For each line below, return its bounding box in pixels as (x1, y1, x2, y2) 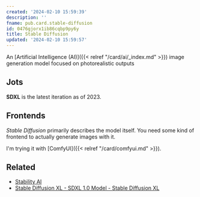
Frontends (6, 111, 46, 121)
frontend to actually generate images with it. (6, 133, 116, 140)
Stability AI (14, 178, 42, 186)
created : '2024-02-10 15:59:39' (6, 8, 87, 15)
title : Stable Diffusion (6, 31, 68, 37)
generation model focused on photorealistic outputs (6, 60, 135, 67)
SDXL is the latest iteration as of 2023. (6, 93, 102, 100)
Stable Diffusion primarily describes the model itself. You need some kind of (6, 127, 195, 134)
